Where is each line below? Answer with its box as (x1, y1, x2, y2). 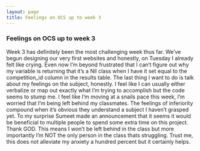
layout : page (6, 8, 39, 15)
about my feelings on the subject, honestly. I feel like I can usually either (6, 80, 185, 88)
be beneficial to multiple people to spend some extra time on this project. (6, 118, 189, 126)
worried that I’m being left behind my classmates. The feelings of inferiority (6, 99, 193, 106)
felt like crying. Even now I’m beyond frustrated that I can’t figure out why (6, 61, 189, 68)
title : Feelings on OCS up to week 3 (6, 14, 102, 21)
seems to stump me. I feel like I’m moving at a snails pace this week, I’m (6, 93, 185, 100)
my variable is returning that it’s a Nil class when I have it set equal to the (6, 67, 187, 74)
